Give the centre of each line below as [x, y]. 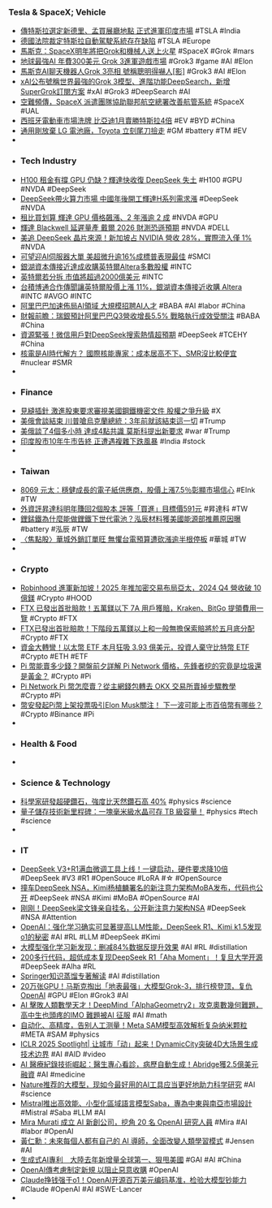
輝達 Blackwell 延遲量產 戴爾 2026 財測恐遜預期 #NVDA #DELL [125, 227]
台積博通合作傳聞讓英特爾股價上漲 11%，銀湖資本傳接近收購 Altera [131, 287]
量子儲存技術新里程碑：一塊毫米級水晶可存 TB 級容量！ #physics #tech [139, 812]
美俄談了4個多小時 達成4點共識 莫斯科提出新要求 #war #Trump [125, 431]
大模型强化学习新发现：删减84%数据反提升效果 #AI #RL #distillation [134, 947]
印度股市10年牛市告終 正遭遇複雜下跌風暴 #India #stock [112, 441]
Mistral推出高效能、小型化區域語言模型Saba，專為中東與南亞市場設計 [136, 1103]
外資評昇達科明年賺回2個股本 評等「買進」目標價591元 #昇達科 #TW [134, 509]
